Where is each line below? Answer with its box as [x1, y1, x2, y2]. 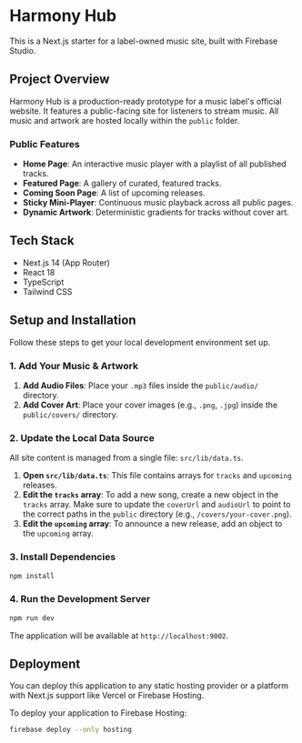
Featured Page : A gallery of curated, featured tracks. [22, 178, 222, 189]
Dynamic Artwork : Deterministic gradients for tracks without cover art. [22, 206, 289, 218]
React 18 [22, 266, 55, 277]
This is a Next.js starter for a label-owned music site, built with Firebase [9, 35, 278, 46]
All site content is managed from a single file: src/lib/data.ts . [9, 452, 244, 464]
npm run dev [9, 613, 55, 623]
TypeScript [22, 276, 65, 287]
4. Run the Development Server [9, 593, 151, 606]
